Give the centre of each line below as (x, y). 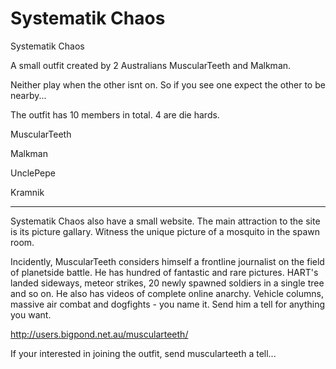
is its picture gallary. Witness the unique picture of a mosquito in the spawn (165, 231)
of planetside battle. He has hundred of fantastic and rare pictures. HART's (164, 272)
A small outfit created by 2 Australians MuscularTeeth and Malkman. (151, 65)
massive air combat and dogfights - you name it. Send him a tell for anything (168, 304)
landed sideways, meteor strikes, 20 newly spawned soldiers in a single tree (167, 283)
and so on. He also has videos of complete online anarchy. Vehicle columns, (167, 293)
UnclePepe (33, 173)
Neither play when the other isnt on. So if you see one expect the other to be (168, 84)
